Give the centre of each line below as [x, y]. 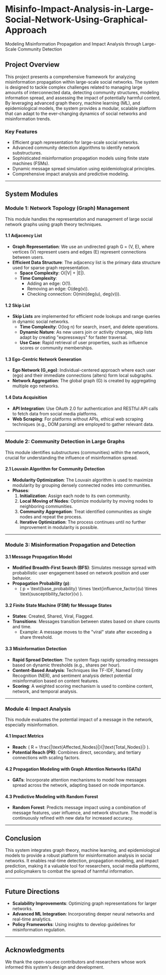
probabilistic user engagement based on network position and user [81, 573]
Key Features [21, 131]
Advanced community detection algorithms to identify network [76, 148]
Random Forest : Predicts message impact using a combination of [79, 808]
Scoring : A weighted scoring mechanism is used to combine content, [83, 686]
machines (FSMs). [31, 163]
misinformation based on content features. [56, 681]
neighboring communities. [46, 507]
